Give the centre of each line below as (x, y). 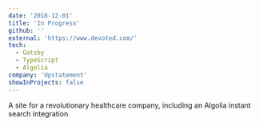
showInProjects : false (46, 82)
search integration (38, 113)
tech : (17, 45)
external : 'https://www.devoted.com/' (73, 38)
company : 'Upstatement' (48, 75)
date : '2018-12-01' (41, 16)
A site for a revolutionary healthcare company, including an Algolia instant (130, 105)
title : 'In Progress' (44, 23)
